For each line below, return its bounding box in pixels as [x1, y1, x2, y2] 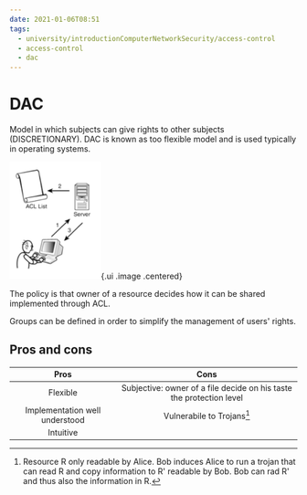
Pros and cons [9, 342, 93, 358]
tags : [9, 24, 30, 34]
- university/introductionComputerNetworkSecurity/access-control [17, 34, 276, 43]
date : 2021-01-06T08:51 [9, 15, 101, 24]
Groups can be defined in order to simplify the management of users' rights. [9, 316, 297, 327]
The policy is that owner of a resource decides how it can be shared [9, 289, 266, 300]
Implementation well [25, 405, 101, 416]
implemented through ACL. [9, 298, 111, 310]
